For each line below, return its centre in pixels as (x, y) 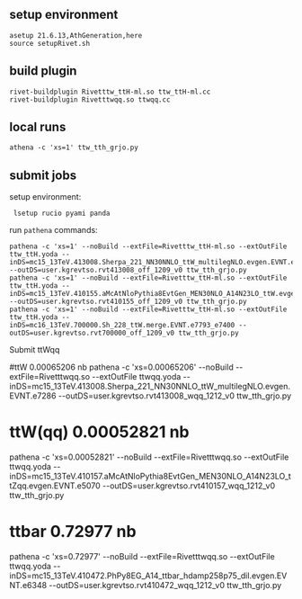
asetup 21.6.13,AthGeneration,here (76, 35)
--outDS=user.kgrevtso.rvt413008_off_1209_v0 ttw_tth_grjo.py (128, 270)
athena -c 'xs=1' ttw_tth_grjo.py (74, 148)
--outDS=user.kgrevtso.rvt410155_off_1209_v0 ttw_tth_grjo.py (128, 302)
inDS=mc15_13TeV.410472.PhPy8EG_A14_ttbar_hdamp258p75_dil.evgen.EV (148, 576)
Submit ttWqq (35, 350)
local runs (38, 127)
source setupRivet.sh (50, 43)
